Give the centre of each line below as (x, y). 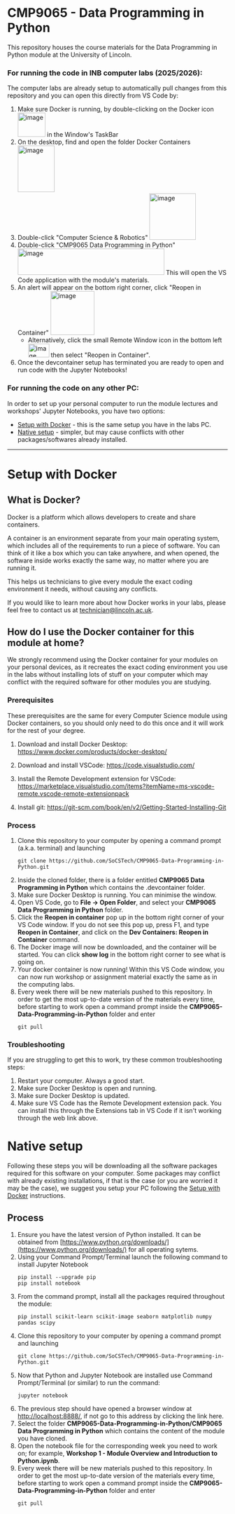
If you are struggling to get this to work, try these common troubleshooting (115, 1060)
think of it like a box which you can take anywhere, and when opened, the (113, 553)
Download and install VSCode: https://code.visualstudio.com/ (106, 765)
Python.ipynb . (38, 1461)
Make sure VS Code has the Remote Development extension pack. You (119, 1103)
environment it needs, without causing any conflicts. (83, 589)
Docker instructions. (36, 1196)
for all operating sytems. (163, 1249)
